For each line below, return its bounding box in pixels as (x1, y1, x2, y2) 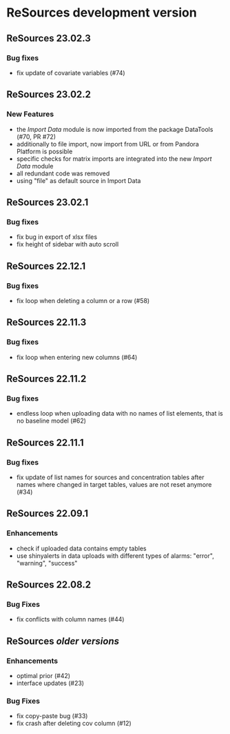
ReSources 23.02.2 (6, 88, 91, 101)
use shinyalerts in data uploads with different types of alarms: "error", (16, 551, 214, 560)
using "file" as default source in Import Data (16, 176, 141, 184)
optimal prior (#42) (16, 672, 70, 680)
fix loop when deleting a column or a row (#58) (16, 296, 150, 305)
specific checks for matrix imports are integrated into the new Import (16, 154, 212, 163)
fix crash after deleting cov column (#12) (16, 719, 132, 728)
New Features (6, 109, 54, 119)
